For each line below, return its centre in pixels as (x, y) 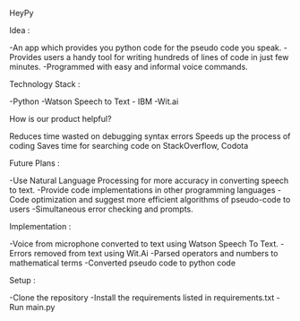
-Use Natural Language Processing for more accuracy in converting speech (149, 180)
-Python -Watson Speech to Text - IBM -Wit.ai (94, 101)
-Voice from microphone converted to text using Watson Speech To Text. (144, 244)
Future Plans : (34, 163)
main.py (40, 307)
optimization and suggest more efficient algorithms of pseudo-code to (161, 200)
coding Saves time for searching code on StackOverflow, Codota (129, 146)
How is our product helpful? (60, 119)
